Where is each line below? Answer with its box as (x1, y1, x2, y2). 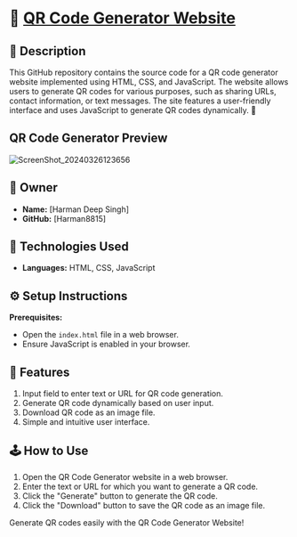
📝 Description (9, 44, 86, 59)
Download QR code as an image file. (21, 407, 156, 418)
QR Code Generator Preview (9, 131, 168, 146)
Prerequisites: (9, 312, 63, 323)
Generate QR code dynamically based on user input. (21, 398, 214, 409)
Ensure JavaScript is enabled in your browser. (21, 338, 191, 350)
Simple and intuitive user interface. (21, 417, 150, 427)
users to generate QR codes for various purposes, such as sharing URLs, (9, 86, 277, 96)
